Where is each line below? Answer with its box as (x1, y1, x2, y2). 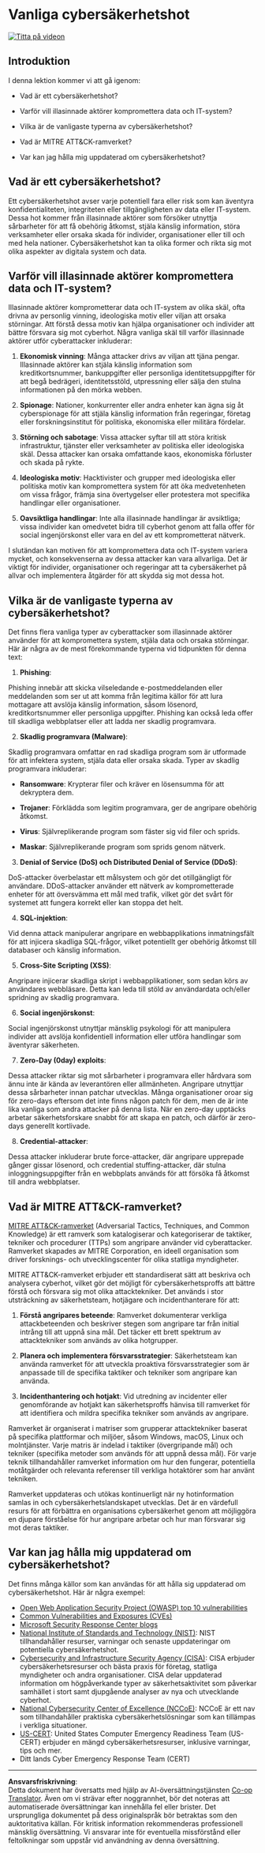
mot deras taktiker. (8, 1523, 69, 1532)
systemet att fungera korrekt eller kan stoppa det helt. (8, 898, 184, 908)
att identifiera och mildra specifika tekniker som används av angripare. (19, 1409, 249, 1417)
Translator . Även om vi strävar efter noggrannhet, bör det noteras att (8, 1793, 230, 1803)
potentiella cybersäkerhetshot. (19, 1644, 119, 1654)
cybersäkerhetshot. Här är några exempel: (8, 1587, 146, 1597)
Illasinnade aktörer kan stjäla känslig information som (19, 360, 192, 369)
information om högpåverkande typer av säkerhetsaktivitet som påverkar (19, 1678, 257, 1688)
